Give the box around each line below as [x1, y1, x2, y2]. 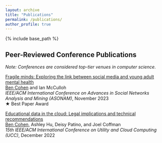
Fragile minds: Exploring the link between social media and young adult [5, 74, 154, 80]
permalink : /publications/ [5, 17, 62, 22]
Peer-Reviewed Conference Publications [5, 50, 137, 59]
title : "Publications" [5, 12, 53, 17]
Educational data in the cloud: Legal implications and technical [5, 110, 136, 117]
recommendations [5, 116, 44, 122]
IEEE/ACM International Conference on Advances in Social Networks [5, 90, 150, 96]
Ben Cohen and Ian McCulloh [5, 84, 67, 91]
